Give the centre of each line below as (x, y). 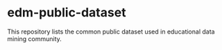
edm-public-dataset (67, 13)
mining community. (35, 38)
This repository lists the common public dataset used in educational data (111, 32)
